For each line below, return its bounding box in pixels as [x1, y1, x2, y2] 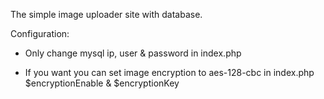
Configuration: [10, 28, 70, 39]
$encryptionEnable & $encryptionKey [24, 77, 180, 89]
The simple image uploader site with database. [10, 9, 203, 20]
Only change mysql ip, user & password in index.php [24, 47, 242, 59]
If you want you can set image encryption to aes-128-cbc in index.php [24, 67, 315, 78]
